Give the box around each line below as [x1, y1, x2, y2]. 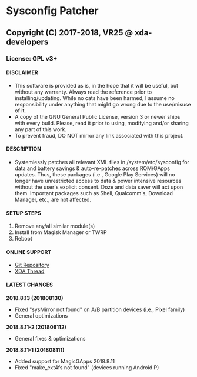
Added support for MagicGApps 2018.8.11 [14, 358, 115, 365]
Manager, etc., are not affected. [14, 196, 91, 203]
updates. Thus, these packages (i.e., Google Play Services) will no [14, 171, 175, 178]
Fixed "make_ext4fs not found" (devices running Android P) [14, 363, 159, 371]
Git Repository [14, 262, 50, 269]
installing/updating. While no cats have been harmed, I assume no [14, 94, 175, 101]
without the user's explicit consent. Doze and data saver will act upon [14, 184, 183, 191]
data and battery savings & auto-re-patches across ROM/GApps [14, 165, 171, 172]
